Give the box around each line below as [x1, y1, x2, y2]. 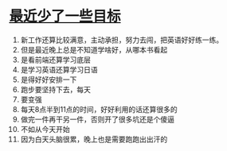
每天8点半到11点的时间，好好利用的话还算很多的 [20, 104, 178, 114]
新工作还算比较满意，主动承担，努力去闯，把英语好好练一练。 [20, 35, 224, 45]
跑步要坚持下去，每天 [20, 84, 91, 94]
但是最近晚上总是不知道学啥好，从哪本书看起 [20, 45, 168, 54]
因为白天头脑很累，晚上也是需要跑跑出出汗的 [20, 134, 168, 144]
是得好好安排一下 [20, 75, 77, 84]
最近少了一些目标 [9, 7, 122, 25]
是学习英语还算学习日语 [20, 64, 98, 74]
